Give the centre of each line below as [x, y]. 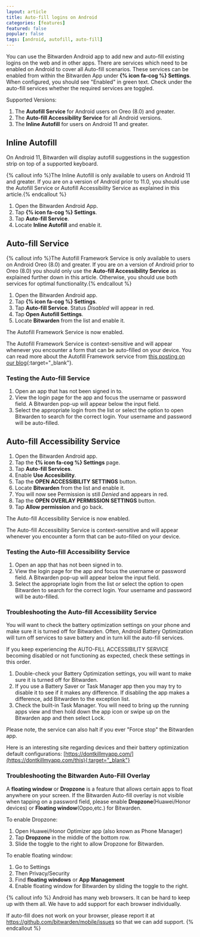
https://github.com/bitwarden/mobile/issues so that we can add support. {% [100, 921]
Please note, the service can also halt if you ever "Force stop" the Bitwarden [100, 730]
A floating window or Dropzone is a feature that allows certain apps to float [99, 789]
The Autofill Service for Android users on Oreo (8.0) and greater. [95, 111]
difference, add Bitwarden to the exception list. [72, 699]
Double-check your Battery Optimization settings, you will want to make [103, 673]
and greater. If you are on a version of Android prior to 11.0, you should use [98, 181]
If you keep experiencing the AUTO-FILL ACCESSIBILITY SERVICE [87, 650]
